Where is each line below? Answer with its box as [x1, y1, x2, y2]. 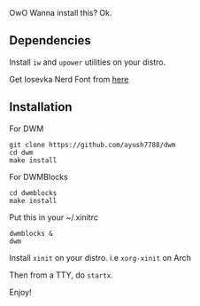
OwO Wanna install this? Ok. [9, 8, 112, 18]
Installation [9, 99, 73, 114]
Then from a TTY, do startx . [9, 270, 113, 280]
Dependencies [9, 33, 91, 48]
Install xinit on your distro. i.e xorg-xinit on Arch [9, 252, 192, 263]
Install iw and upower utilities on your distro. [9, 57, 166, 67]
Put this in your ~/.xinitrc [9, 212, 99, 223]
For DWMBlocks [9, 171, 68, 182]
